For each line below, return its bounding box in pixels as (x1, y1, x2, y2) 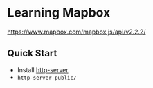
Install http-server (17, 65, 69, 74)
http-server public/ (17, 74, 77, 81)
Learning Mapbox (7, 5, 111, 21)
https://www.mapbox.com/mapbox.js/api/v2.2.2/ (7, 27, 146, 36)
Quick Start (7, 47, 57, 59)
